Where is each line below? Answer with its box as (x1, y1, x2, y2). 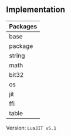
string (9, 51, 25, 60)
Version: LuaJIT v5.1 (6, 124, 57, 131)
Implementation (6, 5, 66, 15)
